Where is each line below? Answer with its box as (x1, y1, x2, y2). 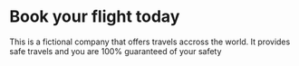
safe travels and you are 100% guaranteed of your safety (9, 45, 222, 56)
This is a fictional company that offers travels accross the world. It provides (9, 36, 291, 47)
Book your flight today (9, 6, 180, 27)
